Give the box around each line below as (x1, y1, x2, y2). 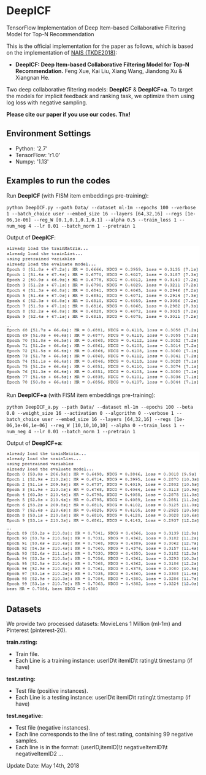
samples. (15, 737, 39, 744)
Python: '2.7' (15, 145, 48, 152)
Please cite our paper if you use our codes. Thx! (6, 110, 131, 118)
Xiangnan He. (15, 74, 50, 81)
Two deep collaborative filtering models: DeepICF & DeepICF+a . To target (6, 85, 193, 93)
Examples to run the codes (6, 175, 110, 186)
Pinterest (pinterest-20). (6, 627, 67, 634)
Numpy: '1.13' (15, 158, 49, 165)
